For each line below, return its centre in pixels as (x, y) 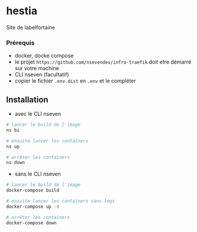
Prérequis (20, 43)
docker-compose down (32, 223)
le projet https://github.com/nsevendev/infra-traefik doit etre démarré (103, 62)
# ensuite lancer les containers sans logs (61, 201)
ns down (16, 163)
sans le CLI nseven (38, 174)
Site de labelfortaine (30, 27)
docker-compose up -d (33, 206)
